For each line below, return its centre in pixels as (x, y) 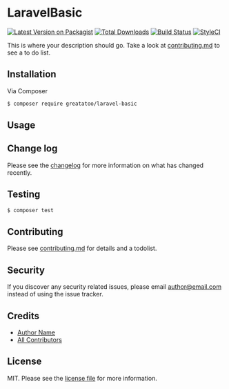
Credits (23, 316)
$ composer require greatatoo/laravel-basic (72, 104)
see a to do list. (29, 53)
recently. (20, 172)
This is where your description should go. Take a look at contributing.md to (114, 45)
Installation (32, 74)
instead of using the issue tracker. (55, 294)
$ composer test (30, 210)
